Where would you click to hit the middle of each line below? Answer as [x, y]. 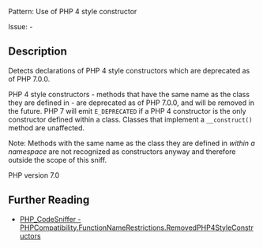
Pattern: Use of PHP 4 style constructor [73, 11]
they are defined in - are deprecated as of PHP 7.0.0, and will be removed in [131, 103]
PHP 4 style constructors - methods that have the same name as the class [129, 94]
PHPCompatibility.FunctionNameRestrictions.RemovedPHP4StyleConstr [137, 227]
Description [38, 52]
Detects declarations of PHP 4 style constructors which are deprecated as [129, 70]
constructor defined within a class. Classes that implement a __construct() [130, 119]
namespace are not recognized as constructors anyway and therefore [122, 151]
